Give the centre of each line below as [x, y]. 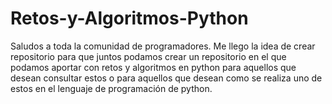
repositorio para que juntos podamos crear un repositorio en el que [148, 56]
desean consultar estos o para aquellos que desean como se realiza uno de [166, 78]
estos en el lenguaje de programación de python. [111, 88]
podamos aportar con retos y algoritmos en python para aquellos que [153, 67]
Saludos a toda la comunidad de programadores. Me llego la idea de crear [163, 46]
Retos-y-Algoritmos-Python [129, 18]
